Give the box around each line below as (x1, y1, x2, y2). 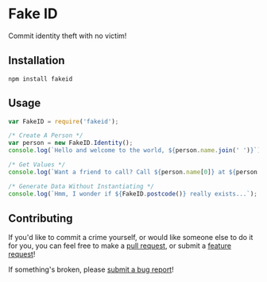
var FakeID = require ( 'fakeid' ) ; (8, 117, 119, 125)
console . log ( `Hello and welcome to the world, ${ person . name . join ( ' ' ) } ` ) (8, 147, 261, 154)
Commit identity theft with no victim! (8, 31, 127, 40)
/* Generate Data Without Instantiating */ (8, 182, 155, 190)
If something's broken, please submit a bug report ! (8, 265, 174, 274)
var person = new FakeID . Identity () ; (8, 139, 133, 147)
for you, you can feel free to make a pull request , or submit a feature (8, 241, 232, 250)
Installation (8, 54, 65, 67)
